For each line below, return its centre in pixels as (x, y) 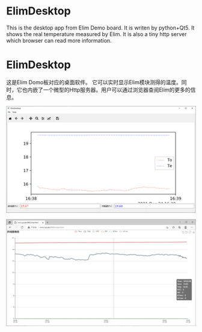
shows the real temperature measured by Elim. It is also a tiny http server (96, 34)
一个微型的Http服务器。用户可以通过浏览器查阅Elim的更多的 (117, 90)
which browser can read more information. (59, 40)
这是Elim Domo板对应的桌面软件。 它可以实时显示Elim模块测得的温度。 (94, 82)
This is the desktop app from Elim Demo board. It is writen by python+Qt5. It (100, 28)
